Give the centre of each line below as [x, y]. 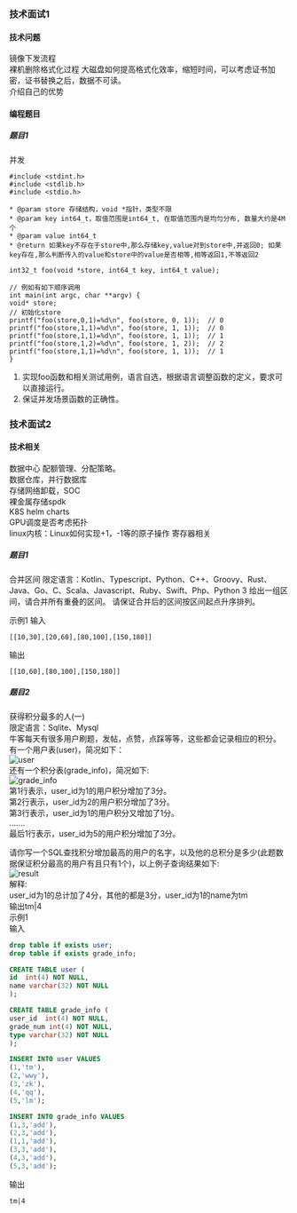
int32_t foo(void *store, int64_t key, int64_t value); [114, 270]
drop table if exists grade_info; [73, 953]
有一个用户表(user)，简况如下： [67, 749]
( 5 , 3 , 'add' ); [33, 1166]
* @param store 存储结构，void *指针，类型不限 [91, 209]
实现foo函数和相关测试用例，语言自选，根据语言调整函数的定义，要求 [148, 377]
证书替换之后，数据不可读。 [75, 81]
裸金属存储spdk [38, 501]
